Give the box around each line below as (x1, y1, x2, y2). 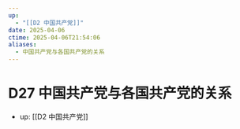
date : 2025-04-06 (8, 26, 66, 34)
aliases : (8, 41, 37, 49)
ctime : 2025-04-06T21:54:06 (8, 33, 101, 42)
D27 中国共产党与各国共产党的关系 (8, 84, 232, 102)
